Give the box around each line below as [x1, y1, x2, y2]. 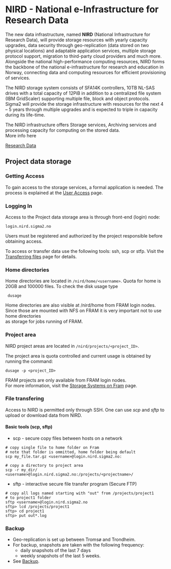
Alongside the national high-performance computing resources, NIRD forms [5, 58, 165, 64]
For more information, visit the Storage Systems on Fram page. [5, 382, 137, 389]
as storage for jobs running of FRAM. [5, 318, 83, 325]
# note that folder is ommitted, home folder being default [5, 449, 136, 455]
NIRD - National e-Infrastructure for [5, 4, 159, 15]
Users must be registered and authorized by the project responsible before [5, 232, 163, 239]
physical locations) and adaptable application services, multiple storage [5, 48, 157, 54]
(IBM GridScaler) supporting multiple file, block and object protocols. [5, 96, 150, 102]
